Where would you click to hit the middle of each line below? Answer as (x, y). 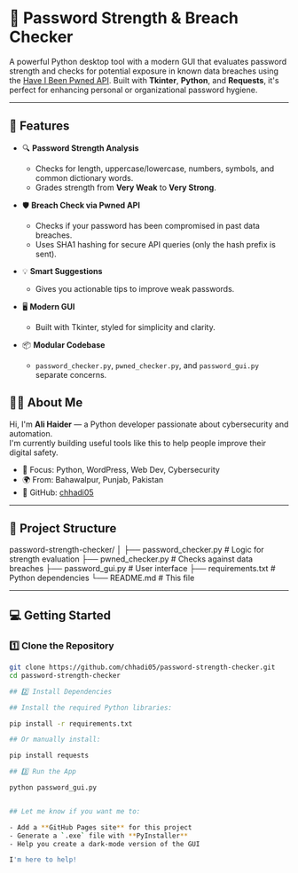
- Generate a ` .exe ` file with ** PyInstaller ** (99, 836)
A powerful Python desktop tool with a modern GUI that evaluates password (148, 61)
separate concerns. (71, 374)
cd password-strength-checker (65, 675)
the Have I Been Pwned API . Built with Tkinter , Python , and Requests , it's (144, 80)
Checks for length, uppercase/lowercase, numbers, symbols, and (155, 169)
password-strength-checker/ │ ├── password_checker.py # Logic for (137, 550)
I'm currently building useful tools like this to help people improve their (138, 443)
